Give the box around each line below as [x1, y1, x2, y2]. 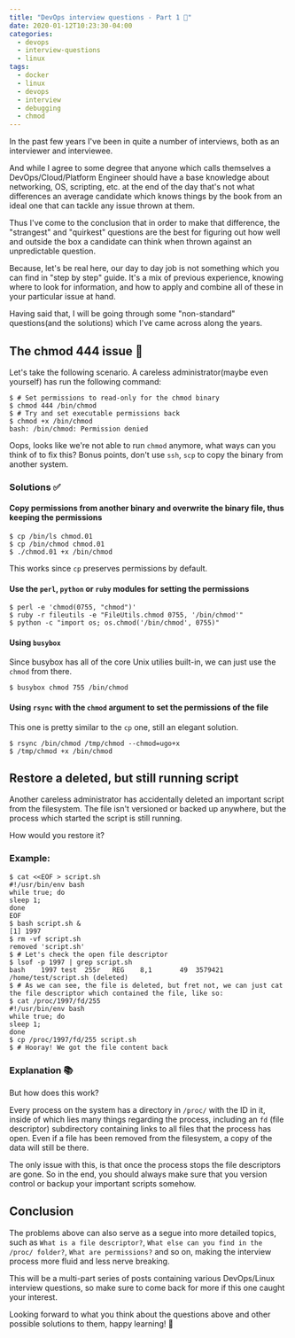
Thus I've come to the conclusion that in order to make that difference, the [9, 218, 281, 229]
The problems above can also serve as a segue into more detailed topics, [9, 1227, 276, 1238]
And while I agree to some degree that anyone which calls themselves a [9, 163, 272, 174]
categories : [9, 29, 53, 38]
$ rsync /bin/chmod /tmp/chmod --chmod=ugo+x [9, 739, 180, 748]
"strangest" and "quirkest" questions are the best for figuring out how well [9, 227, 281, 237]
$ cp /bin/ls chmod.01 [9, 533, 93, 541]
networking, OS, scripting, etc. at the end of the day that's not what [9, 182, 255, 192]
